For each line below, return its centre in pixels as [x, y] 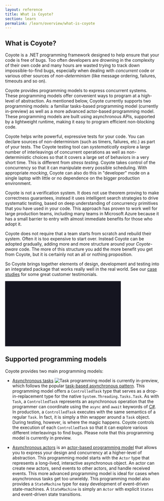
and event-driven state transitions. [47, 494]
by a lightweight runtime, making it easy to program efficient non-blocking [80, 122]
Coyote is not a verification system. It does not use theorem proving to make [82, 193]
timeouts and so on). [26, 81]
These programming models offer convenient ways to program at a [73, 96]
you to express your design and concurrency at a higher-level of [77, 452]
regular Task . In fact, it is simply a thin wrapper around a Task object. [81, 417]
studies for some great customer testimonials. [51, 275]
